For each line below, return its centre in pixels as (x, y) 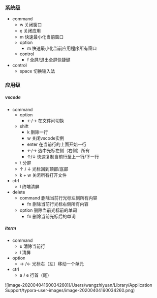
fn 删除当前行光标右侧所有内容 (58, 204)
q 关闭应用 (30, 31)
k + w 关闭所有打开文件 (43, 175)
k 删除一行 (37, 132)
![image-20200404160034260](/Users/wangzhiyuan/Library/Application (79, 285)
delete (19, 192)
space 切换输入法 (37, 71)
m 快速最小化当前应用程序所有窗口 (62, 48)
